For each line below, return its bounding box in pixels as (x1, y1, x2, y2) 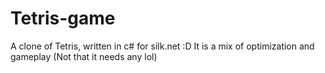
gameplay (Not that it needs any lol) (10, 50, 158, 62)
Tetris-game (10, 7, 116, 30)
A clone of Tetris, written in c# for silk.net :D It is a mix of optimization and (10, 40, 315, 52)
